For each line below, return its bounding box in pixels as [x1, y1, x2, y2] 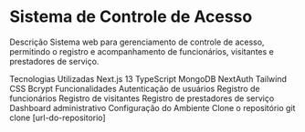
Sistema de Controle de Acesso [9, 6, 253, 27]
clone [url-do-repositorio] [9, 112, 107, 123]
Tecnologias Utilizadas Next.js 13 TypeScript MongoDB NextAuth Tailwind [9, 73, 288, 84]
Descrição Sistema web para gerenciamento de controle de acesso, [9, 36, 265, 47]
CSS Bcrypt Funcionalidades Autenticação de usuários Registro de [9, 83, 260, 94]
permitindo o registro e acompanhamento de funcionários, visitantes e [9, 46, 274, 56]
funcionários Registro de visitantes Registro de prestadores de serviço [9, 93, 275, 104]
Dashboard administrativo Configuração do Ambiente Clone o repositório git [9, 102, 296, 113]
